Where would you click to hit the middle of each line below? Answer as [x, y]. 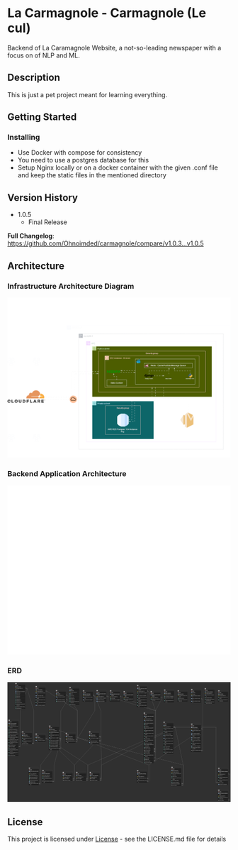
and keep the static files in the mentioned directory [92, 175]
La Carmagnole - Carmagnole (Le [107, 13]
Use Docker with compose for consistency [80, 153]
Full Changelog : [31, 236]
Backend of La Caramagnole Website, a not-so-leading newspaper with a [114, 48]
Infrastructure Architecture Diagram [71, 286]
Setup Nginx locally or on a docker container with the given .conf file [118, 167]
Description [34, 78]
